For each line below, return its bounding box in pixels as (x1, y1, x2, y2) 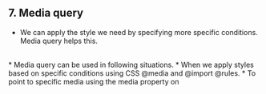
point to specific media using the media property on (8, 76, 179, 86)
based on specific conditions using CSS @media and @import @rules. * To (8, 68, 256, 78)
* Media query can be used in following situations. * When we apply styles (8, 60, 254, 69)
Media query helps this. (19, 36, 99, 45)
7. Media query (8, 6, 84, 20)
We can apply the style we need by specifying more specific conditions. (19, 27, 258, 37)
